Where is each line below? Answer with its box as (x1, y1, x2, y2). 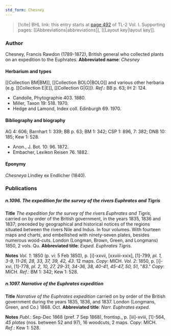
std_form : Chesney (5, 7, 44, 13)
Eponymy (5, 161, 26, 167)
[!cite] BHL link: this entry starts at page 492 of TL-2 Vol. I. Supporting (17, 21, 165, 27)
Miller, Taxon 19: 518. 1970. (12, 100, 69, 106)
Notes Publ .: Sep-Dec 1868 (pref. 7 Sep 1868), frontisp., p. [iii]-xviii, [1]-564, (5, 314, 165, 320)
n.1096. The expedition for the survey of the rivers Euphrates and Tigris (5, 198, 161, 204)
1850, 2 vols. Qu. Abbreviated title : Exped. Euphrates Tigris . (5, 243, 132, 249)
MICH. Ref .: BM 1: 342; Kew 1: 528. (5, 269, 78, 275)
